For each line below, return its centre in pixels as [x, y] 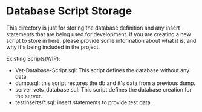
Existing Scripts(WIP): [33, 58]
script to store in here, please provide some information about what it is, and [101, 40]
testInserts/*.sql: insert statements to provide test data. [83, 102]
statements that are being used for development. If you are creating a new [99, 34]
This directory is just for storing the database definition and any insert [93, 28]
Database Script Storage [69, 11]
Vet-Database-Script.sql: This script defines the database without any [102, 70]
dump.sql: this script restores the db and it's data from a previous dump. [105, 83]
